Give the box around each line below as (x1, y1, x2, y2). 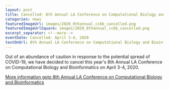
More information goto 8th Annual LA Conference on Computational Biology (5, 73, 162, 80)
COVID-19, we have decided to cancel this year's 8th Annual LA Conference (5, 58, 162, 65)
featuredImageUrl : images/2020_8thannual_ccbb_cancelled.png (5, 21, 136, 26)
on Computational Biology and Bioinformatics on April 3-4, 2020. (5, 64, 140, 70)
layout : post (5, 7, 33, 12)
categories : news (5, 16, 42, 21)
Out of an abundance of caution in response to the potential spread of (5, 53, 150, 59)
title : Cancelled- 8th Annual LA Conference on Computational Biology (5, 12, 156, 17)
